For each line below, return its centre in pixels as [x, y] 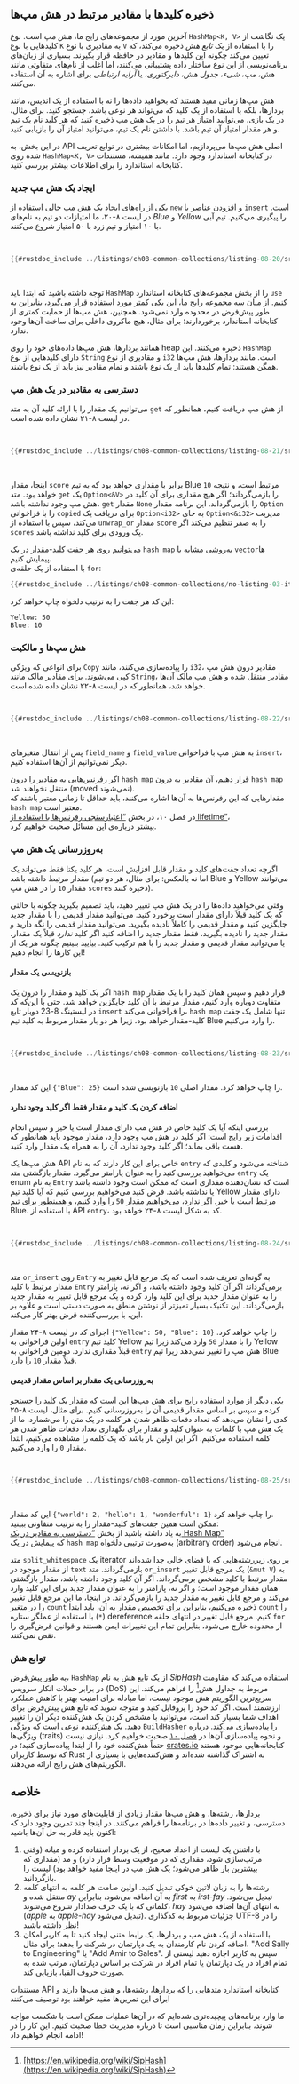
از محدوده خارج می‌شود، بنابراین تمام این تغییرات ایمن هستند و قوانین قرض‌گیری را [146, 1626]
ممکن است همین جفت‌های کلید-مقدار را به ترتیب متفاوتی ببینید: [115, 1523]
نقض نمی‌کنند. [33, 1635]
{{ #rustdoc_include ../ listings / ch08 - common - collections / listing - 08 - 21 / [147, 451]
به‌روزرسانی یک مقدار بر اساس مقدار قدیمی [82, 1380]
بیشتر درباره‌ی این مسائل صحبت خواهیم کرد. [83, 826]
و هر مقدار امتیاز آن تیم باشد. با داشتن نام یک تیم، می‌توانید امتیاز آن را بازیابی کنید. [145, 129]
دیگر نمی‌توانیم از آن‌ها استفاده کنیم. [69, 762]
